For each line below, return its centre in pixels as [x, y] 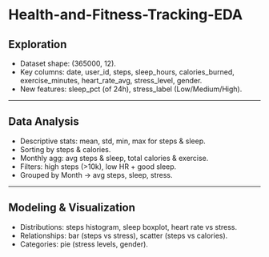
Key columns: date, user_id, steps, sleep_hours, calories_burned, [127, 72]
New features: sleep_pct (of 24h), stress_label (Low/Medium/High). [131, 89]
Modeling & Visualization [72, 208]
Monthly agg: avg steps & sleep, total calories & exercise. [114, 158]
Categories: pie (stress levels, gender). [84, 244]
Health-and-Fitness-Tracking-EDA [125, 15]
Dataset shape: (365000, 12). [68, 63]
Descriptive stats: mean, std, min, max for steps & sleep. [112, 141]
